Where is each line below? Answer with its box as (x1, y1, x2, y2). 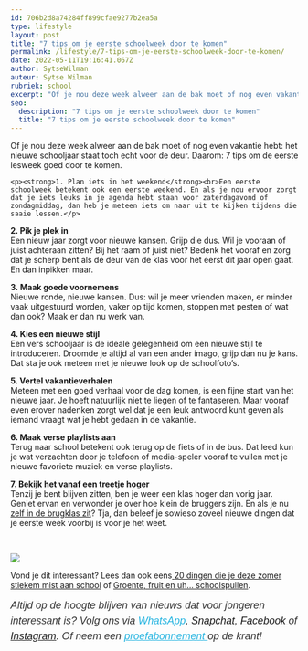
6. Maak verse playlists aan (10, 432, 117, 443)
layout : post (10, 30, 60, 39)
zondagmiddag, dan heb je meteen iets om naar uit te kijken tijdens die (10, 202, 298, 211)
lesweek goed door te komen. (10, 160, 122, 171)
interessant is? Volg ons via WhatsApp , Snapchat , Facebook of (10, 614, 298, 627)
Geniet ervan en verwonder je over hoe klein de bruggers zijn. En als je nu (10, 499, 289, 509)
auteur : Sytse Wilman (10, 73, 93, 82)
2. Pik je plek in (10, 226, 69, 236)
